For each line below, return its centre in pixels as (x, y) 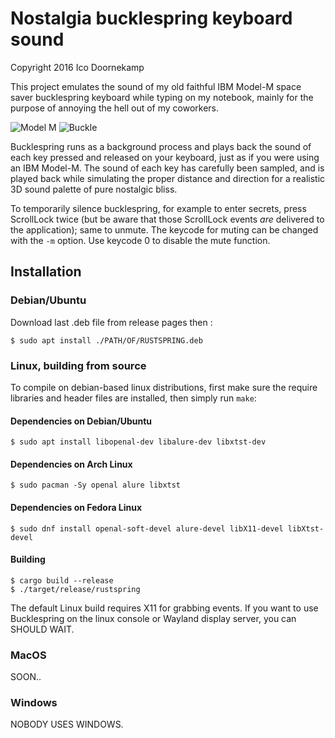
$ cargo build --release (62, 580)
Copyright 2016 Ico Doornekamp (77, 67)
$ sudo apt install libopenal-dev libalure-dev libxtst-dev (138, 442)
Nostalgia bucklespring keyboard (151, 18)
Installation (46, 272)
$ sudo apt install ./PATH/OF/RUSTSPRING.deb (106, 340)
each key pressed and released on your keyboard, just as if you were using (165, 157)
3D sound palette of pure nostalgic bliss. (94, 189)
